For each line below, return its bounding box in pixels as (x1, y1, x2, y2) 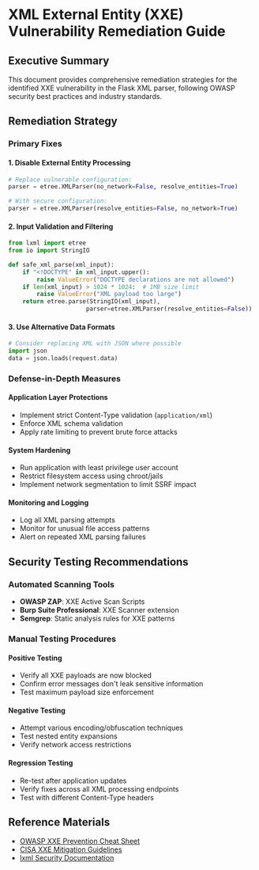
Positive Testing (8, 653, 62, 663)
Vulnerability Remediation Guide (8, 22, 226, 40)
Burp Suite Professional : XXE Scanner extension (19, 606, 179, 615)
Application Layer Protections (8, 393, 108, 402)
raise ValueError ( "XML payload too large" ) (36, 291, 182, 298)
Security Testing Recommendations (8, 555, 189, 568)
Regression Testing (8, 758, 73, 768)
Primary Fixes (8, 139, 62, 150)
